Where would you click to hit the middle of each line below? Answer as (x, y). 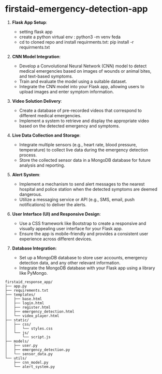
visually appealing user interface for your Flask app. (71, 228)
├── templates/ (20, 295)
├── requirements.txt (27, 290)
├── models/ (17, 341)
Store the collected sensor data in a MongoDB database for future (85, 160)
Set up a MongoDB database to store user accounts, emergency (83, 257)
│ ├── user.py (21, 345)
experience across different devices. (56, 239)
